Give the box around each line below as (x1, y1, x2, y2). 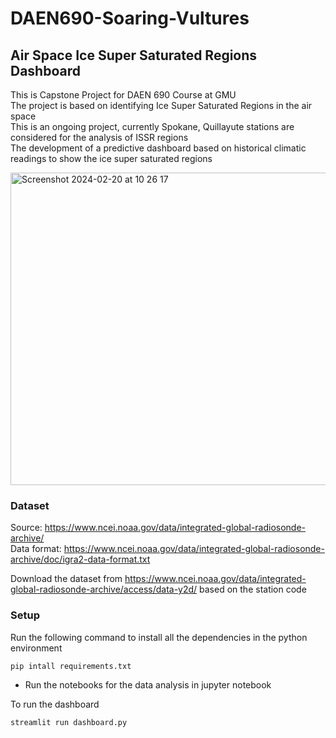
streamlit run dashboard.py (10, 717, 128, 727)
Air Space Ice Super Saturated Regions (10, 47, 258, 64)
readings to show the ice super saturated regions (10, 153, 213, 164)
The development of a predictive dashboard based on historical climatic (10, 142, 307, 154)
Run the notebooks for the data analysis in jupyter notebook (24, 678, 272, 691)
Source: (10, 522, 43, 534)
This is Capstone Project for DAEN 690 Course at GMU (10, 89, 237, 101)
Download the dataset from (10, 573, 123, 585)
